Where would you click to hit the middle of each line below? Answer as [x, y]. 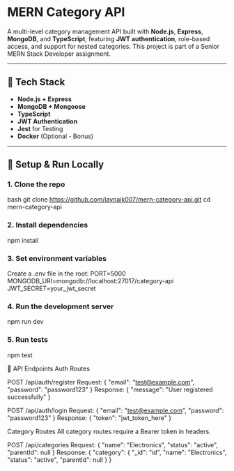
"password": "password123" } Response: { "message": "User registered [110, 389]
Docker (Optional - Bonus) [55, 136]
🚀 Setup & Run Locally [56, 165]
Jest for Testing [40, 128]
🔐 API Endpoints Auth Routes [49, 368]
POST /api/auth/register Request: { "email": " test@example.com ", [101, 382]
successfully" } [29, 397]
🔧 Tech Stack [36, 82]
